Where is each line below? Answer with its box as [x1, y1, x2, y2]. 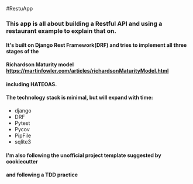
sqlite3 [14, 138, 31, 145]
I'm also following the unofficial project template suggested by [6, 152, 162, 159]
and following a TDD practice [6, 171, 78, 178]
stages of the [6, 47, 39, 54]
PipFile [14, 132, 31, 139]
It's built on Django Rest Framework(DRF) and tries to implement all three [6, 41, 187, 49]
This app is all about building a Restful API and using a [6, 19, 163, 28]
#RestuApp [6, 5, 33, 12]
